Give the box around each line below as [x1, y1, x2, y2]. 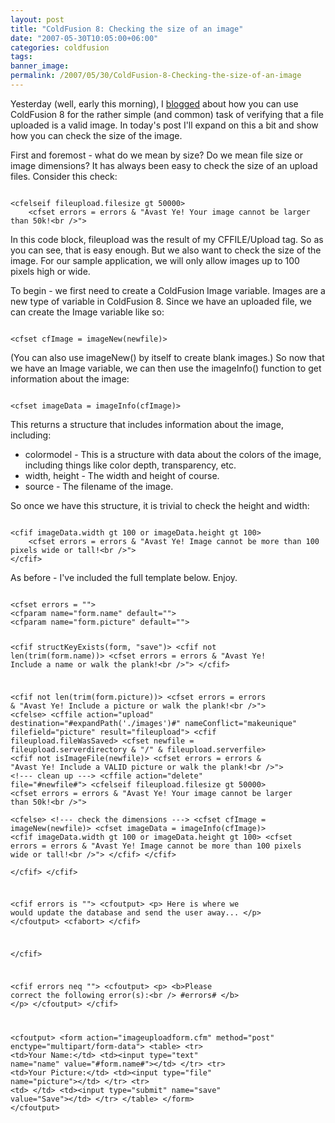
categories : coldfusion [10, 42, 110, 53]
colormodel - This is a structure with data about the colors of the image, [24, 448, 322, 460]
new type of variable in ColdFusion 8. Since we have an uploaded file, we [10, 295, 312, 307]
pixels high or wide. [10, 265, 91, 277]
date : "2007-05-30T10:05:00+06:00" [10, 33, 159, 43]
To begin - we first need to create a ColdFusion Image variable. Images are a [10, 284, 326, 296]
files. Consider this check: [10, 170, 118, 182]
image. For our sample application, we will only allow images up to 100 [10, 254, 300, 266]
